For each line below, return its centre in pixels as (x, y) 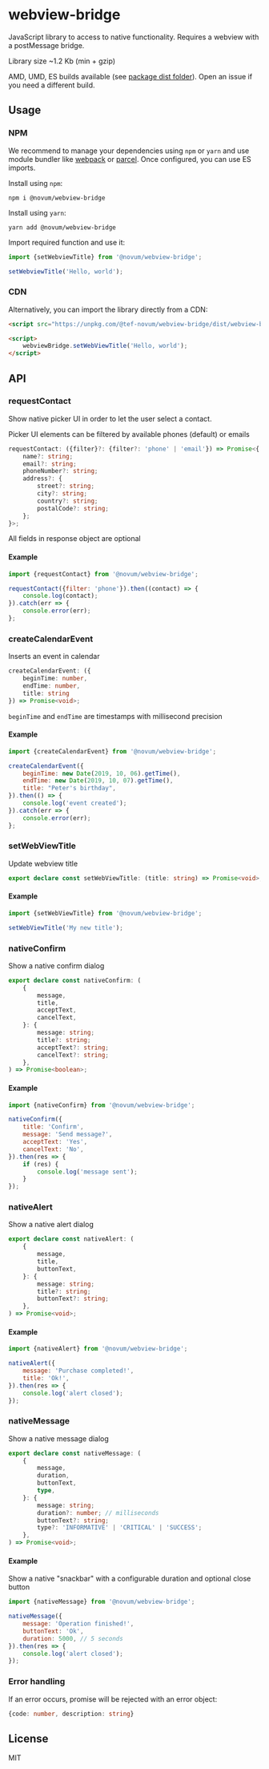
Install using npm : (36, 183)
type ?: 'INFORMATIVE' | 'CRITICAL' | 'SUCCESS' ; (120, 1528)
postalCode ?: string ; (73, 508)
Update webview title (43, 863)
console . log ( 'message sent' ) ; (87, 1172)
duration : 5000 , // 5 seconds (73, 1638)
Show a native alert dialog (51, 1225)
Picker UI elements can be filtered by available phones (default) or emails (129, 434)
